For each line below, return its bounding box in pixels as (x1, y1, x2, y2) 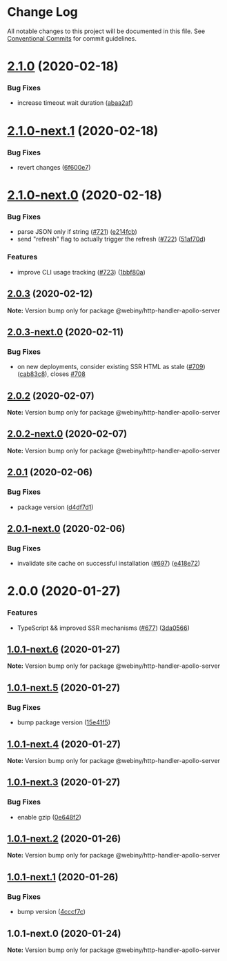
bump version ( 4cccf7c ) (17, 908, 86, 916)
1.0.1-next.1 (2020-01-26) (7, 871, 119, 883)
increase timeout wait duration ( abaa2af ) (17, 99, 133, 107)
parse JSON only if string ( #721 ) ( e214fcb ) (17, 228, 138, 236)
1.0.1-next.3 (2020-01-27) (7, 777, 121, 789)
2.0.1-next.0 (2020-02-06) (7, 522, 126, 535)
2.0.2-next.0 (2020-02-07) (7, 428, 128, 440)
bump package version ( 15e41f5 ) (17, 718, 110, 726)
